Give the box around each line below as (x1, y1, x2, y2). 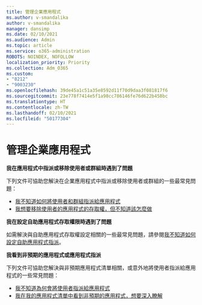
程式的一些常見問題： (6, 272, 59, 279)
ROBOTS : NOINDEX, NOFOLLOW (6, 54, 74, 60)
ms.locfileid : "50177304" (6, 115, 71, 121)
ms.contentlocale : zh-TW (6, 104, 69, 111)
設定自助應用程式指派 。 (6, 239, 64, 246)
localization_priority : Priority (6, 59, 90, 65)
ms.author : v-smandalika (6, 14, 69, 21)
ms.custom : (6, 71, 34, 77)
